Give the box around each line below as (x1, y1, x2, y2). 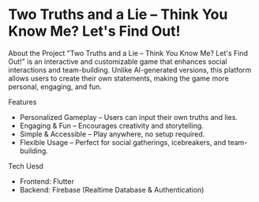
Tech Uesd (8, 161, 43, 170)
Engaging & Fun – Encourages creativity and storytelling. (19, 121, 204, 130)
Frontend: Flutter (19, 176, 75, 186)
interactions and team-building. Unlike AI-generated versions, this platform (8, 65, 252, 74)
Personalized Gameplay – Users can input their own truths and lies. (19, 112, 238, 122)
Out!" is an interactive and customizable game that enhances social (8, 57, 227, 66)
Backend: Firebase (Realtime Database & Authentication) (19, 185, 205, 194)
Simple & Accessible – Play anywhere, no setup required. (19, 129, 205, 139)
